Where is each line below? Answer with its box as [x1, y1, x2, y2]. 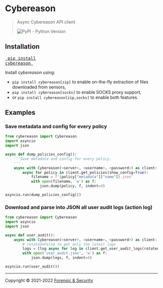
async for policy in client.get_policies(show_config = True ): [22, 170, 149, 175]
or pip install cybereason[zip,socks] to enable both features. [12, 94, 138, 100]
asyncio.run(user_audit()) [5, 264, 60, 269]
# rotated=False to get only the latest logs [22, 242, 116, 247]
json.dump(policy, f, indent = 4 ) [39, 183, 105, 189]
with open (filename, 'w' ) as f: [31, 179, 97, 184]
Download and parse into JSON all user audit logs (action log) [5, 204, 153, 211]
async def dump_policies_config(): [5, 152, 77, 157]
